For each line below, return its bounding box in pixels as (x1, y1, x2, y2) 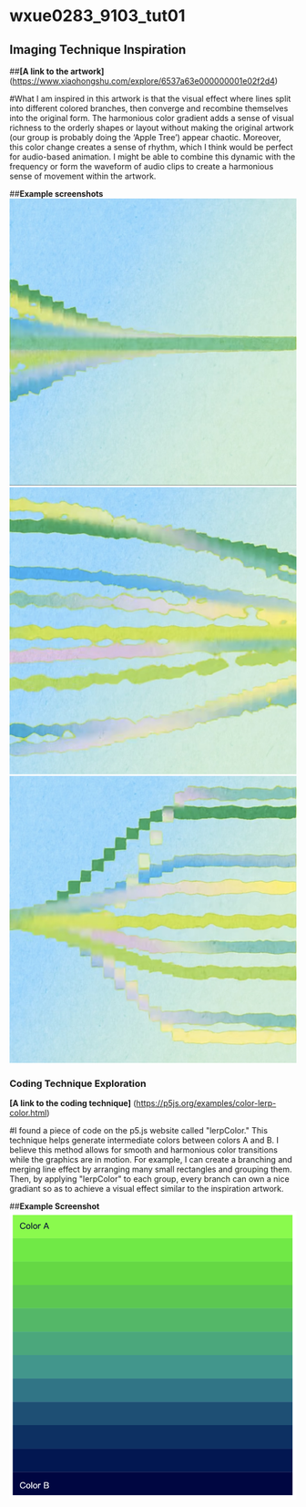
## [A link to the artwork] (9, 66, 105, 77)
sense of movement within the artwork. (9, 170, 157, 181)
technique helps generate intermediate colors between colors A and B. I (9, 1135, 280, 1146)
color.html (9, 1108, 47, 1119)
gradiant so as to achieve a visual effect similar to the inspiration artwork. (9, 1184, 284, 1194)
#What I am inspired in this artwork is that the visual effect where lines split (9, 93, 291, 104)
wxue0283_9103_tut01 (9, 5, 186, 26)
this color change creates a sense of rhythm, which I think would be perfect (9, 142, 293, 152)
